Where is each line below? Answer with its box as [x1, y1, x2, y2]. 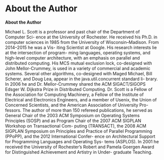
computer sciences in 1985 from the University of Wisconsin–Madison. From [5, 39, 159, 45]
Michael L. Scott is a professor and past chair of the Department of [5, 29, 140, 34]
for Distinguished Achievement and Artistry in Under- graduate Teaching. [5, 149, 153, 155]
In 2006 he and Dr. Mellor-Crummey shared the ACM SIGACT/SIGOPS [5, 81, 146, 87]
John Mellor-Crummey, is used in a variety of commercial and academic [5, 65, 151, 71]
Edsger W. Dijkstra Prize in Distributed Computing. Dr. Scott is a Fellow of [5, 86, 153, 92]
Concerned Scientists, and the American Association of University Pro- [5, 102, 148, 108]
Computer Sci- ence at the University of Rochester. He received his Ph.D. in [5, 34, 158, 40]
